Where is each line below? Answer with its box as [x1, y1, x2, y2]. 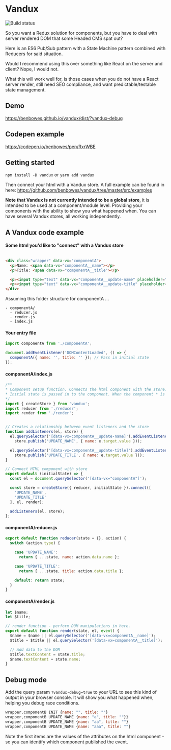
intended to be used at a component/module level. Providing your [5, 202, 142, 208]
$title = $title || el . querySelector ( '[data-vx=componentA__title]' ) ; [10, 638, 163, 643]
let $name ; [5, 610, 28, 615]
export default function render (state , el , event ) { [5, 628, 120, 634]
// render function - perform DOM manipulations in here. [5, 624, 131, 629]
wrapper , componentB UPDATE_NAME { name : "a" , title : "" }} [5, 714, 129, 719]
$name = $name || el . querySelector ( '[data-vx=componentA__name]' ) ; [10, 633, 156, 639]
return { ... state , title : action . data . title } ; [18, 568, 124, 574]
